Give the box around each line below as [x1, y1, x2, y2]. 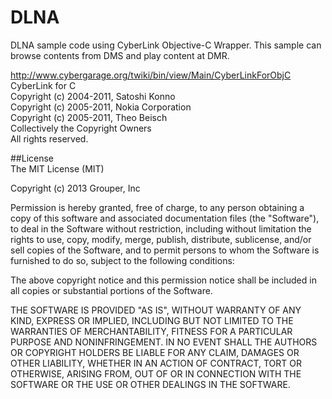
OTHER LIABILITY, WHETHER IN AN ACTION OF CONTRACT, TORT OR [10, 357, 302, 369]
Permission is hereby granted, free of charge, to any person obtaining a [10, 201, 305, 213]
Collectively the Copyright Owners [10, 122, 152, 134]
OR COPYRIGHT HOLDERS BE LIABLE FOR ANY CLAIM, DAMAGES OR [10, 346, 300, 358]
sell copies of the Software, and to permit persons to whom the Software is [10, 244, 320, 256]
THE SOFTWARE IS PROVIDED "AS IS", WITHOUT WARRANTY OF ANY [10, 304, 302, 316]
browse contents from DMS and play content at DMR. [10, 49, 230, 61]
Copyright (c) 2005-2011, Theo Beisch [10, 111, 168, 123]
